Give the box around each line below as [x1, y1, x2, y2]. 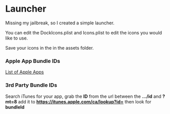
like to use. [5, 35, 28, 41]
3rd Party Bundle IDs [5, 82, 57, 89]
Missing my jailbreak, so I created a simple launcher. [5, 20, 115, 26]
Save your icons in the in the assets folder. [5, 45, 94, 51]
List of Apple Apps [5, 69, 44, 75]
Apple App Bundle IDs [5, 57, 60, 64]
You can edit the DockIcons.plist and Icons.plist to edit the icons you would [5, 29, 162, 35]
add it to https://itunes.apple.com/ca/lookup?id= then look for [18, 98, 151, 104]
